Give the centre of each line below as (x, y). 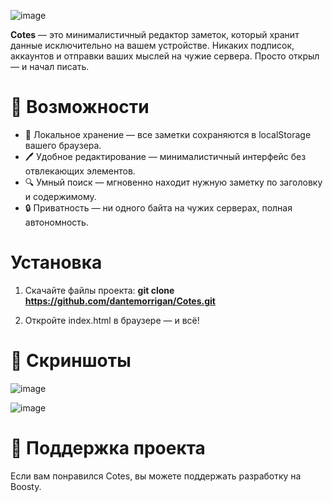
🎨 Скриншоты (71, 361)
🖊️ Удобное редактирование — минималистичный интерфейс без (165, 156)
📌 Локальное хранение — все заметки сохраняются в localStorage (168, 134)
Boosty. (26, 486)
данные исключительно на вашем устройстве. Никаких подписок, (152, 45)
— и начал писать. (50, 66)
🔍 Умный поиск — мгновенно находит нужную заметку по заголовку (173, 182)
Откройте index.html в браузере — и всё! (112, 320)
